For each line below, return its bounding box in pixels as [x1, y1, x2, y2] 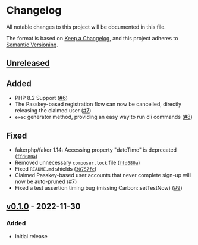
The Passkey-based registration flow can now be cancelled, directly [14, 100, 182, 108]
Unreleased [6, 58, 51, 68]
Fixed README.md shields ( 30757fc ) [14, 165, 97, 172]
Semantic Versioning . [6, 41, 58, 48]
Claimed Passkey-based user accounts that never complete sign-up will [14, 171, 191, 178]
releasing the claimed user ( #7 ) [14, 107, 92, 114]
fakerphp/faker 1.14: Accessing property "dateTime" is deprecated [14, 146, 177, 153]
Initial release [14, 233, 48, 240]
